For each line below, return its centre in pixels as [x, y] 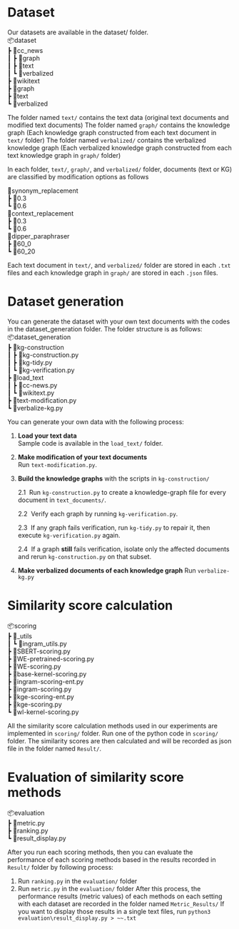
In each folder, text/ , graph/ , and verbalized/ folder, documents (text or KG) [120, 169]
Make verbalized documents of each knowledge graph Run [107, 570]
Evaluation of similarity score [96, 777]
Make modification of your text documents [82, 457]
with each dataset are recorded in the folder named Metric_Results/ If [121, 903]
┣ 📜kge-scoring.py [35, 704]
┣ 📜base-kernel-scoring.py [47, 674]
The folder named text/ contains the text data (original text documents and [118, 117]
